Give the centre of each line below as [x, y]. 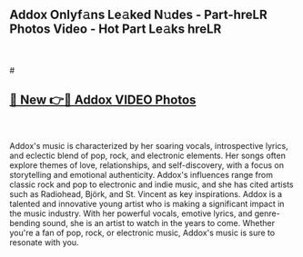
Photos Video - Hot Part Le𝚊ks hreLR [116, 30]
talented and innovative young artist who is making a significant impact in [147, 203]
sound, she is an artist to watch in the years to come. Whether [159, 222]
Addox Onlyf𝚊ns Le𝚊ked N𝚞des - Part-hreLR [139, 15]
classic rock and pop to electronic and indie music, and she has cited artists [151, 184]
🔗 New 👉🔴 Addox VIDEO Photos [103, 100]
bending [25, 222]
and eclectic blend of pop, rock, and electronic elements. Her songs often [148, 155]
